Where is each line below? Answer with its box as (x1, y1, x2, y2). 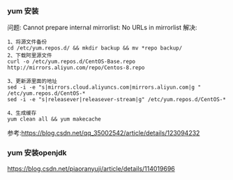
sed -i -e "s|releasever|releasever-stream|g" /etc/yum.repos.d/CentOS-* (7, 96, 227, 103)
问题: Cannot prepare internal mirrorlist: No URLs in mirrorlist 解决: (7, 23, 197, 32)
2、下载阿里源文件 (7, 52, 52, 59)
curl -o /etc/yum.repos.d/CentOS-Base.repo (7, 58, 136, 66)
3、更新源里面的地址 (7, 78, 58, 85)
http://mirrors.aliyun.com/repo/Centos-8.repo (7, 64, 145, 71)
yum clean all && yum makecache (7, 116, 101, 123)
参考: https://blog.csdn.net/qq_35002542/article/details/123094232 (7, 129, 200, 137)
